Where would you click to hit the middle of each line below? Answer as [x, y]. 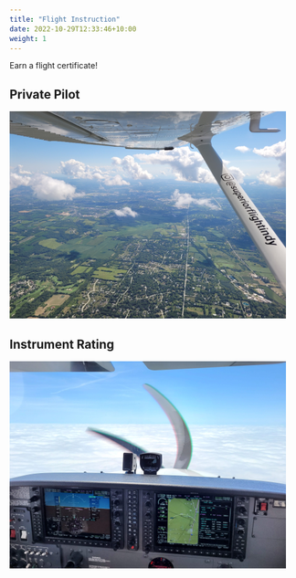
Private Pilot [45, 95]
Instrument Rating [62, 344]
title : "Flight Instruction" [65, 19]
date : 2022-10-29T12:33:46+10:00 [73, 29]
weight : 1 [28, 38]
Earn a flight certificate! [53, 66]
